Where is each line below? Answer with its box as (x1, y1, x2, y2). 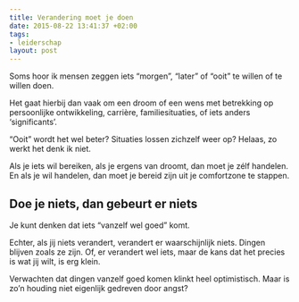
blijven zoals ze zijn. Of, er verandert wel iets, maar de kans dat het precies (9, 247, 286, 257)
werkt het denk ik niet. (9, 144, 92, 155)
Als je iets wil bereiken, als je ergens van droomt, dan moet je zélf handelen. (9, 161, 288, 172)
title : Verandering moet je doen (9, 13, 134, 22)
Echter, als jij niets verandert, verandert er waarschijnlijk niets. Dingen (9, 237, 266, 247)
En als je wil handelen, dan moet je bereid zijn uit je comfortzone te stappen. (9, 171, 290, 181)
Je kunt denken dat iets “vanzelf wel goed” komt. (9, 220, 190, 231)
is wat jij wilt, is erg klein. (9, 256, 101, 266)
